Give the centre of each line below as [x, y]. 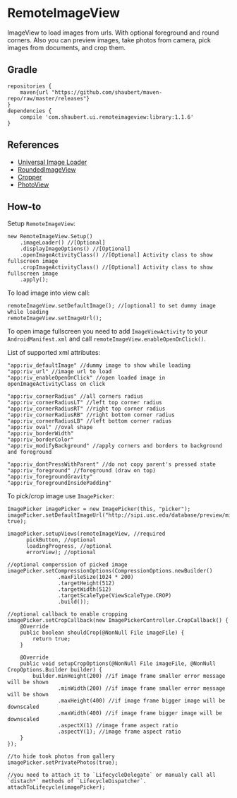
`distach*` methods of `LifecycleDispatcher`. [77, 781]
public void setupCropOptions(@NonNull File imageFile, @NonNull [118, 664]
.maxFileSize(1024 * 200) [96, 577]
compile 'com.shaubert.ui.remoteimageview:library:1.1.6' [107, 117]
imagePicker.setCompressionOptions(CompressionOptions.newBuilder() [110, 571]
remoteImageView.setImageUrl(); [55, 318]
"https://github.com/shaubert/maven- [107, 92]
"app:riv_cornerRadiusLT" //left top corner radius [85, 403]
